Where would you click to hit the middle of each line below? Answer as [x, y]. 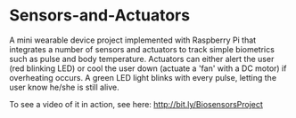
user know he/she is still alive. [65, 87]
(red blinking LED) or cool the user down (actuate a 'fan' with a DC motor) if [148, 68]
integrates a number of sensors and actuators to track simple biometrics [142, 49]
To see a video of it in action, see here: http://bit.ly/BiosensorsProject [136, 104]
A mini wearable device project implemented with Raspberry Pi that [133, 40]
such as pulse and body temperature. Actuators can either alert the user [142, 59]
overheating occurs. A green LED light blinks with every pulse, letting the [143, 77]
